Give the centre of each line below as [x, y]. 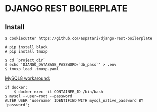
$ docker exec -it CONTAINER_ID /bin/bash [59, 92]
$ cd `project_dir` [25, 60]
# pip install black [27, 47]
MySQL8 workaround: [28, 78]
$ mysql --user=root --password [39, 96]
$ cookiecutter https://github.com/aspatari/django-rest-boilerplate [79, 38]
